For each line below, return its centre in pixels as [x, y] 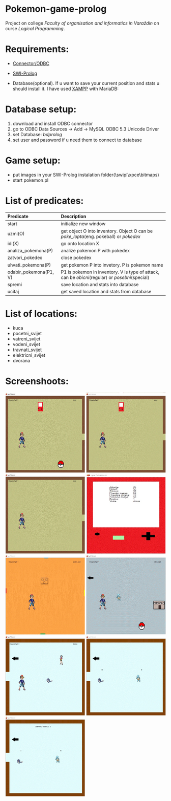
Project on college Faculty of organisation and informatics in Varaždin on [82, 23]
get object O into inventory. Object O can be [107, 231]
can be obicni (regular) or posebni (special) [105, 277]
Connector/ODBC [31, 63]
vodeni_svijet [26, 344]
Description [74, 217]
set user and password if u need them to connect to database [77, 140]
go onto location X [80, 243]
